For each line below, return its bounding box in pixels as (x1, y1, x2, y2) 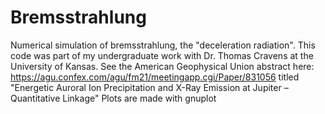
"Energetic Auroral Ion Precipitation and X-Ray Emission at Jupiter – (10, 81, 289, 93)
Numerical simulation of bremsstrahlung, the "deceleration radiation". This (10, 39, 316, 51)
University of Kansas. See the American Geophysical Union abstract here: (10, 60, 315, 72)
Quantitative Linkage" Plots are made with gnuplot (10, 92, 217, 104)
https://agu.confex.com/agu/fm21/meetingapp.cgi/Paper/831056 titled (10, 71, 300, 83)
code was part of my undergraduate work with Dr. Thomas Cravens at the (10, 49, 314, 61)
